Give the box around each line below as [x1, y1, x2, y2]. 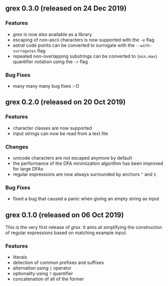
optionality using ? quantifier [12, 271, 73, 277]
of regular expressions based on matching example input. [5, 230, 127, 236]
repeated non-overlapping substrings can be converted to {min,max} [12, 53, 158, 59]
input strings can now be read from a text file [12, 130, 108, 137]
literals [12, 254, 27, 260]
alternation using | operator [12, 265, 72, 271]
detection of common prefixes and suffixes [12, 259, 104, 266]
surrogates [12, 48, 36, 53]
